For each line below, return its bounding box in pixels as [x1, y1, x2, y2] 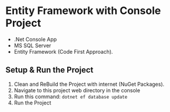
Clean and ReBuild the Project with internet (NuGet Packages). [13, 80, 165, 87]
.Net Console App [13, 36, 57, 43]
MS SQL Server [13, 42, 51, 49]
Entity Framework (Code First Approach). [13, 48, 113, 55]
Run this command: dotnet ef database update [13, 93, 128, 100]
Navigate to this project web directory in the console [13, 86, 141, 94]
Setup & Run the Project [5, 65, 94, 75]
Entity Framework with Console [5, 4, 161, 17]
